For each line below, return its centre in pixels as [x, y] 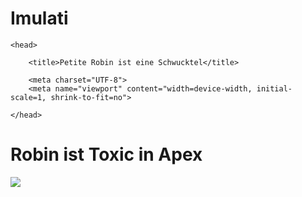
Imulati [39, 18]
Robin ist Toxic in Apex [106, 154]
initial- [274, 88]
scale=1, [28, 97]
